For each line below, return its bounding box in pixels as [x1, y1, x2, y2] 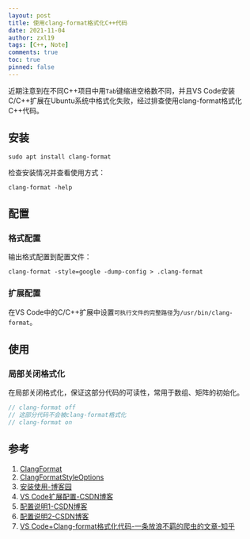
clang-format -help [8, 183, 73, 191]
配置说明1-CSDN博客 [19, 501, 88, 511]
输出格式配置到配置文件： [8, 252, 92, 262]
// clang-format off [8, 403, 77, 412]
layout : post [8, 11, 51, 20]
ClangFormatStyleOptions [19, 472, 104, 482]
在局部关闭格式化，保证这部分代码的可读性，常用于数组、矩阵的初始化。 [8, 388, 244, 397]
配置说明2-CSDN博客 [19, 511, 89, 521]
